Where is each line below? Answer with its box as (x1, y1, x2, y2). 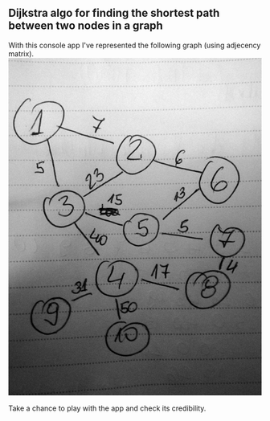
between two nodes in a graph (8, 19, 163, 33)
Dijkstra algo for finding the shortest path (8, 6, 220, 20)
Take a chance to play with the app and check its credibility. (8, 403, 207, 413)
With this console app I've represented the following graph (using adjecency (8, 40, 261, 50)
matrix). (8, 48, 35, 59)
